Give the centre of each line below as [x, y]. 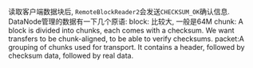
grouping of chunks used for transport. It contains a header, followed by [126, 47]
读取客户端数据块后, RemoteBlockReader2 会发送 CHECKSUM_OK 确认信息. [119, 11]
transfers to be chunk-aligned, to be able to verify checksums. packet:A [126, 39]
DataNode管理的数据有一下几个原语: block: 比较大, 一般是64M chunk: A [126, 21]
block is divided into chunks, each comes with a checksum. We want [121, 30]
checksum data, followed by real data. [71, 55]
